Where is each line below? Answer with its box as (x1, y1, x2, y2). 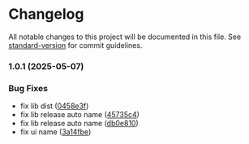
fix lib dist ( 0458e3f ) (19, 101, 89, 111)
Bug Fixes (8, 82, 49, 94)
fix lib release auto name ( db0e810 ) (19, 119, 140, 129)
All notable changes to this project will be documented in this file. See (8, 32, 242, 41)
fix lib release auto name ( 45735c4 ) (19, 110, 140, 120)
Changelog (8, 5, 84, 24)
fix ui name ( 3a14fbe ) (19, 127, 92, 137)
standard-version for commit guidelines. (8, 40, 143, 50)
